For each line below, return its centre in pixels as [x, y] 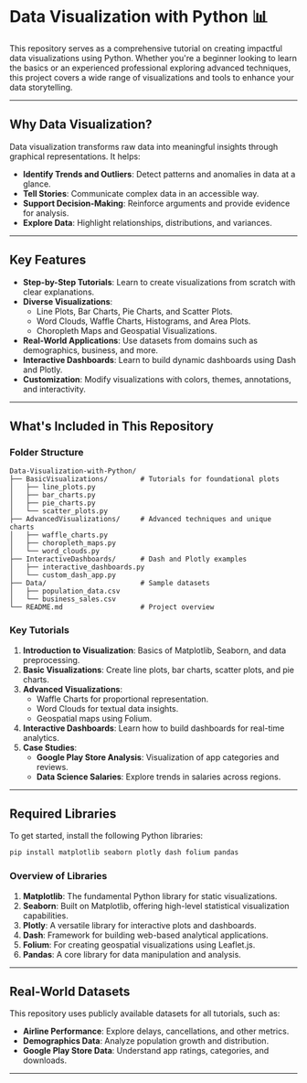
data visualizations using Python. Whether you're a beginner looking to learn [153, 58]
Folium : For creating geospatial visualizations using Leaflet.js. [139, 944]
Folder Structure [47, 452]
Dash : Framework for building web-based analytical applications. [145, 935]
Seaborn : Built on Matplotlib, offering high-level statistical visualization [156, 906]
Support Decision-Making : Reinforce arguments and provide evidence [156, 203]
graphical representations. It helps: [75, 156]
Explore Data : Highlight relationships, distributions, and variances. [147, 222]
